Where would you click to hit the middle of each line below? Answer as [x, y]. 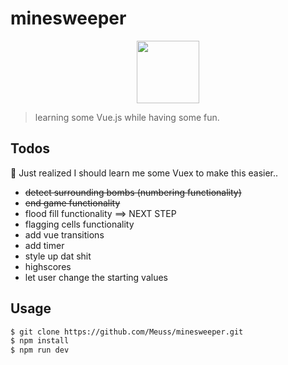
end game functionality [72, 203]
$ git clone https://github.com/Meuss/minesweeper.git [127, 332]
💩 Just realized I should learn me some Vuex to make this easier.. [144, 173]
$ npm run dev [40, 350]
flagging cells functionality [79, 224]
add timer [44, 245]
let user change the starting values [96, 277]
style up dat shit [58, 256]
